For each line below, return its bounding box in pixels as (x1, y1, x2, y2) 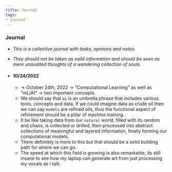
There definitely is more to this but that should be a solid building (20, 139, 158, 145)
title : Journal (5, 7, 38, 13)
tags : (5, 12, 17, 17)
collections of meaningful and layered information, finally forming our (20, 128, 167, 134)
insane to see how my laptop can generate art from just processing (20, 155, 163, 161)
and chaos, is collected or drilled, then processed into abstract (20, 122, 153, 128)
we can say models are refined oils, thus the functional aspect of (20, 106, 156, 112)
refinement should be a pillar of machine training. (20, 111, 125, 118)
